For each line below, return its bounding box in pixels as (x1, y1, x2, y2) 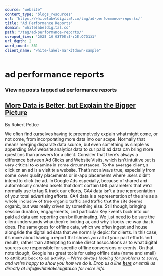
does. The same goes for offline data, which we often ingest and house (5, 224, 148, 230)
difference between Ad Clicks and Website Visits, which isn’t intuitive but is (5, 157, 156, 163)
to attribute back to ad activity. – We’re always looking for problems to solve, (5, 255, 159, 261)
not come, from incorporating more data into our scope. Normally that (5, 136, 145, 142)
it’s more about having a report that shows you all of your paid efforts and (5, 235, 152, 240)
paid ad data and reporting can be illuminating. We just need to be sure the (5, 214, 155, 220)
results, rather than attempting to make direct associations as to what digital (5, 239, 157, 246)
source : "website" (5, 7, 42, 12)
